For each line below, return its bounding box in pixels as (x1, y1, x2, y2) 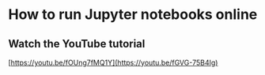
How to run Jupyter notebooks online (8, 6, 258, 24)
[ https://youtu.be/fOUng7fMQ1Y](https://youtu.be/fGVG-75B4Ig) (8, 58, 218, 67)
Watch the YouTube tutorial (8, 37, 146, 51)
